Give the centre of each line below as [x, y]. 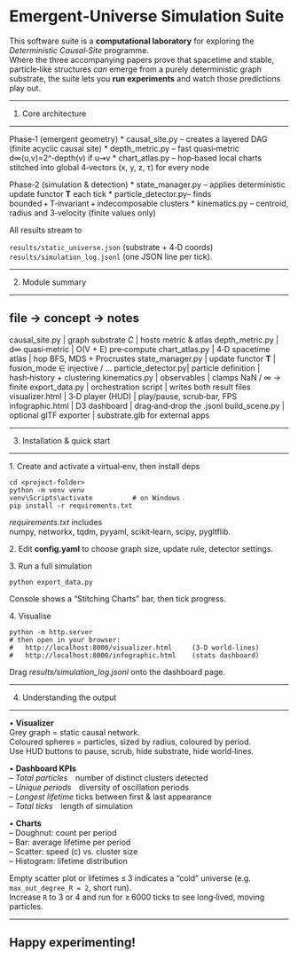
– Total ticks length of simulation [71, 806]
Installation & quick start [66, 440]
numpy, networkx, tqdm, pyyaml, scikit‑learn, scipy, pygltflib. [120, 531]
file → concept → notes [74, 318]
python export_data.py [51, 582]
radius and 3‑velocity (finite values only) [83, 212]
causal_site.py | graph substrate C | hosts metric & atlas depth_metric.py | [144, 340]
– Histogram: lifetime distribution [69, 861]
